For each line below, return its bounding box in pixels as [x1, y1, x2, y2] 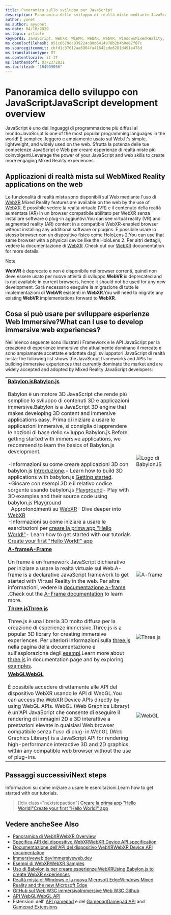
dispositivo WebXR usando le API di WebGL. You [8, 689, 122, 697]
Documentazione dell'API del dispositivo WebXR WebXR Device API [12, 844, 153, 850]
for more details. [5, 248, 40, 254]
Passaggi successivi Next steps [5, 771, 107, 780]
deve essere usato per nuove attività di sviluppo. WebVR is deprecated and [5, 273, 162, 279]
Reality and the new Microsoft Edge [12, 882, 88, 888]
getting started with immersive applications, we [8, 435, 121, 442]
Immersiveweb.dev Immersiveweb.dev [12, 855, 93, 861]
